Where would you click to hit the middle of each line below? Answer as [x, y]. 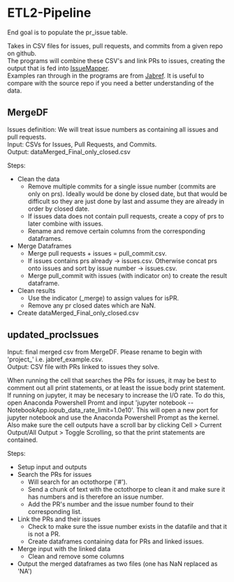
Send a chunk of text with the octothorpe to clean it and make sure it [126, 489]
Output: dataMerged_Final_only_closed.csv [69, 151]
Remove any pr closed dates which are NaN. [92, 305]
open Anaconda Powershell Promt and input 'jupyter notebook [97, 402]
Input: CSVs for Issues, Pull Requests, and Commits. [82, 144]
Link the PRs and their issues [59, 519]
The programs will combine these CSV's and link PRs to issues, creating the [116, 60]
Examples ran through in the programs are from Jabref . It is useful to [106, 76]
